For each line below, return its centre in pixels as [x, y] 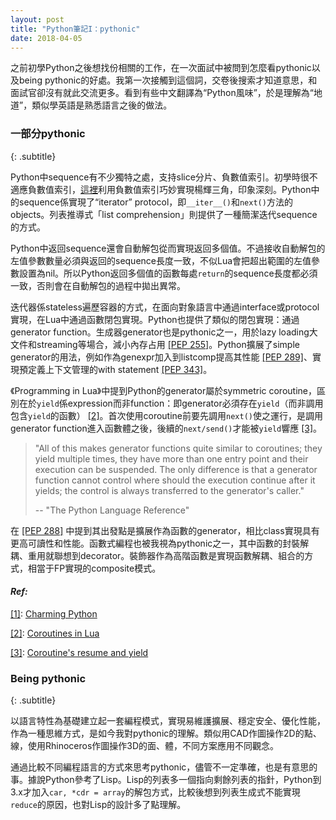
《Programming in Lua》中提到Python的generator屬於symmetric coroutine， [163, 390]
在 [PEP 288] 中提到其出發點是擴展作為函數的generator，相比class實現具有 [165, 530]
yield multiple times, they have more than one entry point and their [171, 458]
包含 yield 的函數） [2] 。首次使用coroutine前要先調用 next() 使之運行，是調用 [166, 415]
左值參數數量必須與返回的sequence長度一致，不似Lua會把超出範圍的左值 [161, 260]
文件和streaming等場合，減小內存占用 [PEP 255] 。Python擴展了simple [155, 344]
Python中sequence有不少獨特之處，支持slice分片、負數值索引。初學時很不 [164, 177]
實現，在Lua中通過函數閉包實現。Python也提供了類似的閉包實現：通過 [155, 319]
